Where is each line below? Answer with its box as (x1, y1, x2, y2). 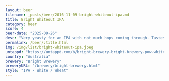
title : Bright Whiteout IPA (5, 17, 64, 22)
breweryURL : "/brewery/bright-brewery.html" (5, 63, 100, 68)
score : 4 (5, 26, 24, 31)
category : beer (5, 21, 37, 27)
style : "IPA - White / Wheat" (5, 68, 69, 73)
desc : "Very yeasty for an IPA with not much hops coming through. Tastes (5, 36, 165, 41)
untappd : (5, 49, 24, 54)
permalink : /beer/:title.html (5, 40, 69, 45)
